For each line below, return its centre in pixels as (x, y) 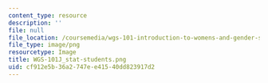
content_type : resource (48, 15)
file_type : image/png (44, 45)
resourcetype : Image (43, 52)
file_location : (33, 38)
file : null (26, 30)
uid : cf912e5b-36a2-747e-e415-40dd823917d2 (82, 67)
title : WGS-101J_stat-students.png (67, 60)
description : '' (35, 23)
